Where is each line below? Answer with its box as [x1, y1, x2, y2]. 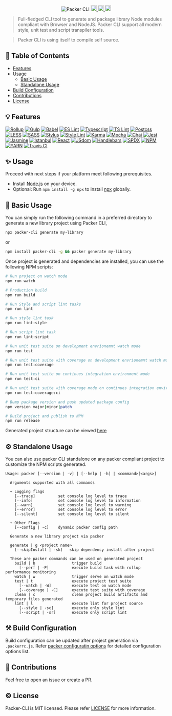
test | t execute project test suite [14, 578, 132, 584]
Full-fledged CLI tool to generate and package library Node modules [17, 16, 162, 22]
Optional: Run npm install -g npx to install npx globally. [12, 186, 131, 192]
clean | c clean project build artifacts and [14, 592, 147, 597]
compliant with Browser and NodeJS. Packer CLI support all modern [17, 21, 162, 28]
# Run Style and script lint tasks [5, 302, 81, 307]
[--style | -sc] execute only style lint [18, 606, 125, 611]
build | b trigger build [14, 561, 102, 566]
